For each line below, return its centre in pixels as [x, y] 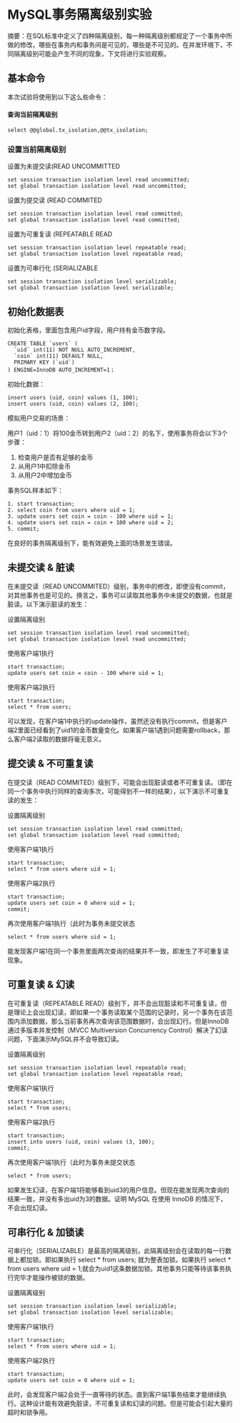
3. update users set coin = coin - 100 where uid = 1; [91, 516]
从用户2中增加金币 [45, 475]
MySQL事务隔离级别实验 [80, 15]
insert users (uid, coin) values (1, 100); [73, 398]
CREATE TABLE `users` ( [43, 344]
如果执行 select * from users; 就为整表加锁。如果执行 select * [141, 1260]
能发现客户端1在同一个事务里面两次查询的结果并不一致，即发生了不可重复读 [118, 951]
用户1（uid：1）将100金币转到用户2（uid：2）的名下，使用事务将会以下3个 [117, 434]
